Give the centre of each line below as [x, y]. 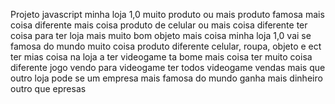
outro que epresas [48, 88]
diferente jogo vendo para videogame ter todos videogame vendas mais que [168, 67]
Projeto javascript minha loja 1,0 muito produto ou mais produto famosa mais [167, 14]
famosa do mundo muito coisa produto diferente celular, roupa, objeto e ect [166, 46]
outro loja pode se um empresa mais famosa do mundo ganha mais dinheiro [166, 78]
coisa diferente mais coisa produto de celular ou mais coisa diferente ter [159, 25]
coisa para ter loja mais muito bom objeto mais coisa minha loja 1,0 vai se [161, 35]
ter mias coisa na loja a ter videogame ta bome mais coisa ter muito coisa [161, 57]
